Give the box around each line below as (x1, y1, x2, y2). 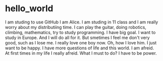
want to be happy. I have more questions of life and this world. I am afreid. (5, 45, 154, 51)
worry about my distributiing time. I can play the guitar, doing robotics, (5, 24, 146, 30)
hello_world (5, 3, 54, 14)
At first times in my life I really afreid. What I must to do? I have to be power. (5, 50, 157, 56)
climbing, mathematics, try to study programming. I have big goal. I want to (5, 29, 156, 35)
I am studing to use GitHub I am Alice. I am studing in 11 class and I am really (5, 19, 159, 25)
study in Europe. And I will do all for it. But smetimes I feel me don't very (5, 35, 150, 41)
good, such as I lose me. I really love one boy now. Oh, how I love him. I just (5, 40, 157, 45)
